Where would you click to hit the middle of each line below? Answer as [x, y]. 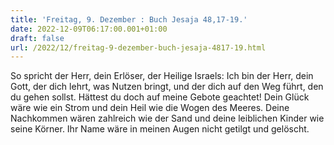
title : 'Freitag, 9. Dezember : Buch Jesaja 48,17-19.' [129, 19]
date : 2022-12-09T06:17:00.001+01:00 [89, 29]
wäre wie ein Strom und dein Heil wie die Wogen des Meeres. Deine [150, 108]
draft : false [37, 38]
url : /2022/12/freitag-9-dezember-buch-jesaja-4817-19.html [138, 47]
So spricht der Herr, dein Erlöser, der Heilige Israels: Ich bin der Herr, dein [162, 76]
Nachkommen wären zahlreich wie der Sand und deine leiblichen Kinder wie [167, 118]
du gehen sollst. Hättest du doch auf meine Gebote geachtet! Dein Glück [160, 97]
